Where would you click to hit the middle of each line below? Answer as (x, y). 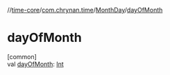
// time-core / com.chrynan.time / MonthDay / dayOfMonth (85, 10)
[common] (22, 56)
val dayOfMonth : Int (35, 64)
